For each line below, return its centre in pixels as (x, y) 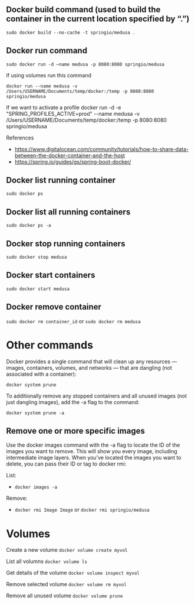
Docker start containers (51, 275)
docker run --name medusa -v (42, 86)
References (20, 138)
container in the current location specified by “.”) (98, 19)
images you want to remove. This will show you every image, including (92, 451)
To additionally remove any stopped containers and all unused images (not (97, 396)
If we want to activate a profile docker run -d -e (64, 107)
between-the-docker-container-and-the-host (70, 155)
